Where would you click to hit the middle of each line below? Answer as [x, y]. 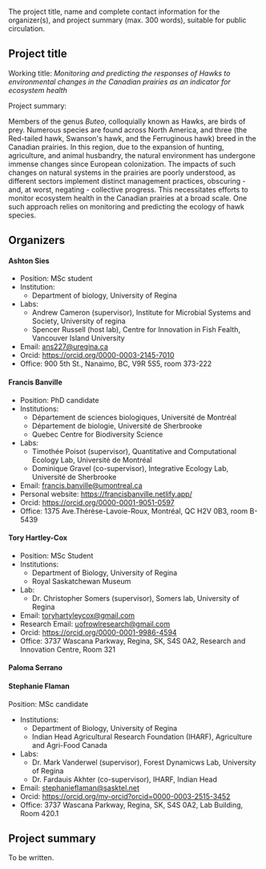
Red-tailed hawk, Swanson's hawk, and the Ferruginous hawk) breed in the [132, 138]
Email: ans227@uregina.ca [64, 347]
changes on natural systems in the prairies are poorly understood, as [122, 173]
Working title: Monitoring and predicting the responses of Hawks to [119, 73]
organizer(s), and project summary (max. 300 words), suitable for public [127, 20]
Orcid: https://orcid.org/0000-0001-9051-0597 [97, 502]
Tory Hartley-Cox [38, 538]
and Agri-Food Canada [70, 745]
